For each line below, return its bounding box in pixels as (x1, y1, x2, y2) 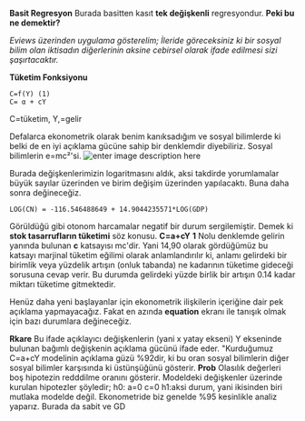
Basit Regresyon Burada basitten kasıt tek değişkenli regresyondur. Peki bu (9, 8, 295, 18)
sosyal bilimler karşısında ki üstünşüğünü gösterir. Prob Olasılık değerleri (9, 363, 281, 373)
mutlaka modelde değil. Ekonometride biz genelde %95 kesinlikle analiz (9, 391, 278, 402)
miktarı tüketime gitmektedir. (9, 279, 116, 289)
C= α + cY (9, 97, 47, 106)
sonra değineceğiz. (9, 187, 82, 198)
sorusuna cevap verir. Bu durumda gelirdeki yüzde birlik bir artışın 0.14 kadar (9, 269, 296, 280)
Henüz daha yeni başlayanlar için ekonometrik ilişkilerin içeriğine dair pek (9, 296, 284, 307)
